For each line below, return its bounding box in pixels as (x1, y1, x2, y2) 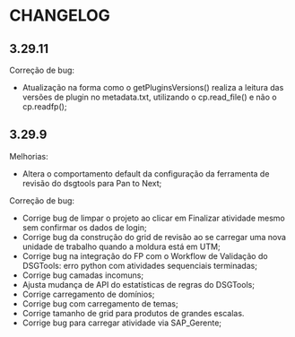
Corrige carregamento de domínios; (22, 289, 155, 299)
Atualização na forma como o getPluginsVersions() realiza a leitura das (22, 82, 284, 92)
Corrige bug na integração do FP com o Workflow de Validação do (22, 250, 268, 261)
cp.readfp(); (22, 101, 67, 112)
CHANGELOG (9, 5, 110, 26)
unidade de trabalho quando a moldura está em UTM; (22, 241, 221, 252)
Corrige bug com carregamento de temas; (22, 298, 178, 309)
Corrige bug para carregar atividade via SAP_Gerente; (22, 317, 222, 328)
